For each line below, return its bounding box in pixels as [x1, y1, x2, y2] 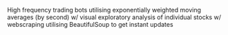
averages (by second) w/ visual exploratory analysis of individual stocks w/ [7, 13, 221, 21]
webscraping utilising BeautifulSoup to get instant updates [7, 21, 174, 28]
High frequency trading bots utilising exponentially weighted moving [7, 6, 202, 14]
